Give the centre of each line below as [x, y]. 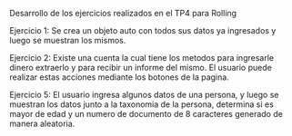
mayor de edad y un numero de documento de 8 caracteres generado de [146, 114]
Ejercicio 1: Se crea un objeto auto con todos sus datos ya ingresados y [143, 30]
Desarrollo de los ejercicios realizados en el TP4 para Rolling [123, 13]
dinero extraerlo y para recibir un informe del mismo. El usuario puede [141, 68]
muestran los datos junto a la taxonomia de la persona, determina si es [142, 104]
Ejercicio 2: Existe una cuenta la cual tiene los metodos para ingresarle [142, 58]
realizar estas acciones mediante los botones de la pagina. [119, 77]
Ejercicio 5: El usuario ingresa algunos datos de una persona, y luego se [144, 95]
